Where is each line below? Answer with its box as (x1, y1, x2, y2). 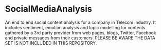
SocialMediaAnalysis (5, 3, 92, 15)
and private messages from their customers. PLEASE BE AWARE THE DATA (5, 35, 156, 41)
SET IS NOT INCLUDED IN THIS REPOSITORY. (5, 40, 97, 46)
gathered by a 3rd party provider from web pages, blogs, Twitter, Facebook (5, 30, 157, 35)
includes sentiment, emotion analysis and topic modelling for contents (5, 24, 145, 30)
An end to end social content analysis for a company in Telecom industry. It (5, 19, 156, 25)
